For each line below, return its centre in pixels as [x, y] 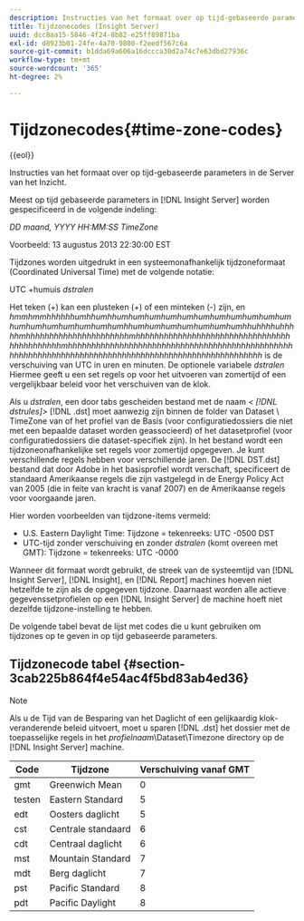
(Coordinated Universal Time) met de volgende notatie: [112, 271]
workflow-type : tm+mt [50, 60]
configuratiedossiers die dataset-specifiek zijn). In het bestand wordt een [146, 440]
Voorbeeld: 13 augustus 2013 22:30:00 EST [90, 244]
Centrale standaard [90, 828]
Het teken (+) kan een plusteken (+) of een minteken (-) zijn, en [128, 307]
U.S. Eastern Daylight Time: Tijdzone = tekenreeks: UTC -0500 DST [148, 533]
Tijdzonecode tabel [65, 665]
